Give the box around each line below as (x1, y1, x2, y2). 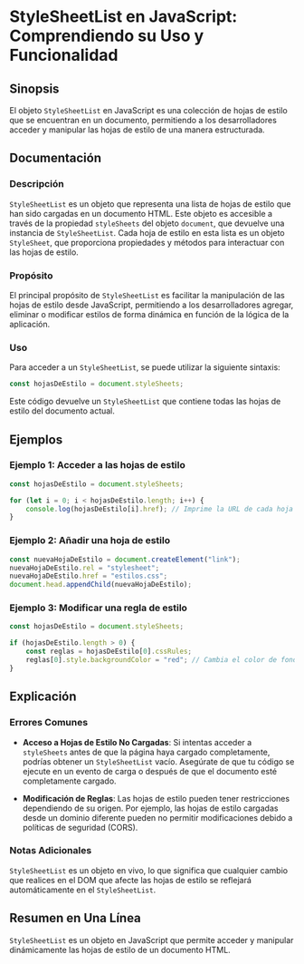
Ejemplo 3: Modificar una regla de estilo (9, 601, 188, 614)
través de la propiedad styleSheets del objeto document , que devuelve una (9, 218, 285, 229)
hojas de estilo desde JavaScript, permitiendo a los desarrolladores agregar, (9, 299, 294, 310)
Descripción (9, 178, 65, 190)
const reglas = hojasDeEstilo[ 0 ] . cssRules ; (25, 647, 193, 657)
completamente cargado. (22, 775, 117, 786)
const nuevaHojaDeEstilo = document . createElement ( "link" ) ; (9, 555, 242, 564)
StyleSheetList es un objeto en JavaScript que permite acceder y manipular (9, 934, 294, 945)
